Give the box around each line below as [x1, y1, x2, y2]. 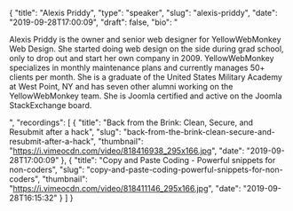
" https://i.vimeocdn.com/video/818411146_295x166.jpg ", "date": [9, 184, 242, 193]
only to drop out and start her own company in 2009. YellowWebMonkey [9, 53, 274, 63]
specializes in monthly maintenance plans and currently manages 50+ [9, 62, 265, 73]
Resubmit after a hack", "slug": [9, 127, 122, 137]
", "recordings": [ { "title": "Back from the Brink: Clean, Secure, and [9, 117, 254, 128]
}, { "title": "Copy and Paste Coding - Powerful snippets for [60, 155, 276, 165]
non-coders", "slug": [9, 164, 85, 175]
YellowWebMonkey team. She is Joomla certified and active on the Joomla [9, 90, 282, 101]
